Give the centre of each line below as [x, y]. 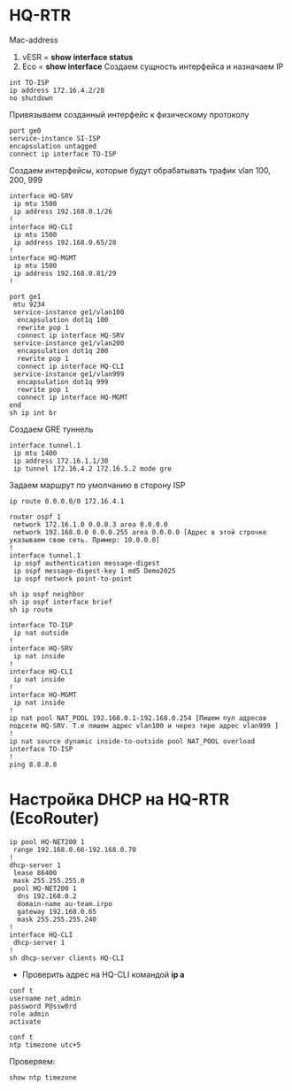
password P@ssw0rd [43, 1006]
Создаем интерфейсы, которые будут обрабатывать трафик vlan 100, [140, 170]
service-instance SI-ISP [55, 138]
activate [25, 1022]
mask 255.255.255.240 [57, 919]
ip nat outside [41, 633]
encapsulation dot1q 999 [63, 381]
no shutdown [31, 98]
